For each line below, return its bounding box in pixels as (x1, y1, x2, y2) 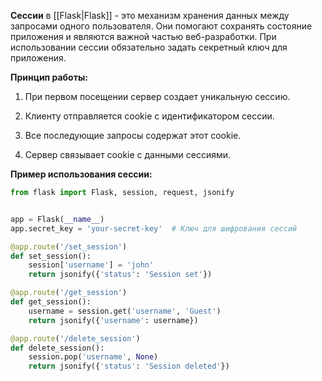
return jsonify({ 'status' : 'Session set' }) (28, 270, 213, 280)
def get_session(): (10, 297, 92, 307)
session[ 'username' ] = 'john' (28, 260, 155, 270)
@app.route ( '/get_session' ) (10, 288, 128, 298)
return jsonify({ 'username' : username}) (28, 315, 199, 325)
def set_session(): (10, 251, 92, 261)
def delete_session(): (10, 343, 105, 353)
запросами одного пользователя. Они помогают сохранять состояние (10, 20, 313, 32)
